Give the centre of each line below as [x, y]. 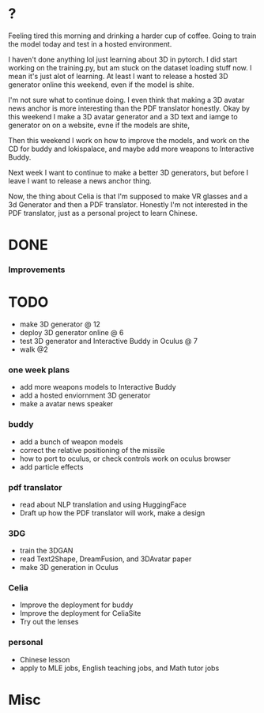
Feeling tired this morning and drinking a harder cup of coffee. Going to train [132, 36]
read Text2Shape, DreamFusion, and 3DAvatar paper [106, 559]
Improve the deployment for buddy [76, 605]
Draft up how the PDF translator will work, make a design [112, 513]
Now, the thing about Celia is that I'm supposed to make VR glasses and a [128, 196]
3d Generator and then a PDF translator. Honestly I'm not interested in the [128, 204]
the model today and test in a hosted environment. [90, 43]
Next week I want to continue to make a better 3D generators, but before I [128, 172]
